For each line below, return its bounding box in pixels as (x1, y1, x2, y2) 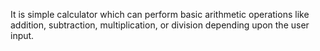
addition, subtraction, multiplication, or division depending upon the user (10, 19, 310, 31)
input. (10, 30, 35, 41)
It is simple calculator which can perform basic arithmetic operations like (10, 9, 310, 20)
